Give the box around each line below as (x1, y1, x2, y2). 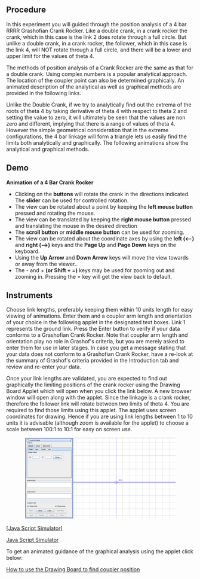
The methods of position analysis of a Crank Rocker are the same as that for (6, 64, 194, 71)
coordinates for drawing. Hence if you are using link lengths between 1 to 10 (6, 413, 193, 420)
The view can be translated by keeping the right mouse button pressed (14, 215, 192, 223)
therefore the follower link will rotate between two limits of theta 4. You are (6, 400, 190, 407)
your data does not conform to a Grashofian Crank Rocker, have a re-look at (6, 351, 193, 358)
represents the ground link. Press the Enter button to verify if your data (6, 325, 180, 333)
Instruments (6, 290, 53, 301)
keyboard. (14, 248, 40, 255)
